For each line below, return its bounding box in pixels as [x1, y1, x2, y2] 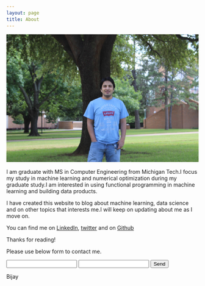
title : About [6, 16, 40, 23]
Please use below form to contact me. [6, 248, 102, 256]
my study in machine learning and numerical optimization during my [6, 174, 177, 182]
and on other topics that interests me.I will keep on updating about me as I [6, 206, 193, 213]
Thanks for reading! [6, 236, 56, 243]
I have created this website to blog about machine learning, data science [6, 199, 189, 207]
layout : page [6, 10, 40, 16]
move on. [6, 212, 30, 220]
